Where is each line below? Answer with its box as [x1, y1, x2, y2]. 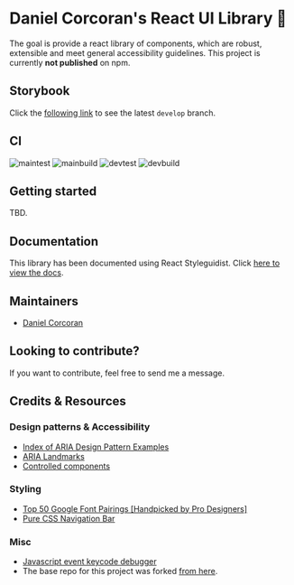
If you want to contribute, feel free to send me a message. [9, 367, 225, 378]
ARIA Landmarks [22, 450, 86, 461]
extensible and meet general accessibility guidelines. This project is [9, 47, 261, 58]
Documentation [9, 234, 99, 249]
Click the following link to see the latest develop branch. [9, 107, 216, 118]
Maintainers [9, 293, 79, 309]
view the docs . [9, 267, 64, 278]
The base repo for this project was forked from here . [22, 566, 218, 577]
